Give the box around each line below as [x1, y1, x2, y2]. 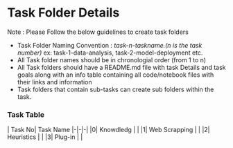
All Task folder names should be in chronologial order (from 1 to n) [17, 55, 207, 64]
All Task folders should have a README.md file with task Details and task [17, 63, 227, 71]
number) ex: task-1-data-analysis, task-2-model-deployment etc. [17, 48, 203, 57]
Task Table [7, 109, 45, 119]
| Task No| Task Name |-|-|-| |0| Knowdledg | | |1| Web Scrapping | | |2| [7, 126, 210, 134]
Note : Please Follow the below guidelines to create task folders [7, 28, 189, 36]
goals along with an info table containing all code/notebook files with [17, 71, 214, 79]
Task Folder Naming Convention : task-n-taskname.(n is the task [17, 41, 202, 49]
